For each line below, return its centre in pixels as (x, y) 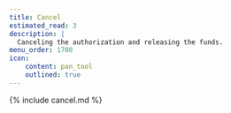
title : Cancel (35, 17)
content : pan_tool (59, 67)
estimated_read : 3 (43, 26)
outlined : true (53, 75)
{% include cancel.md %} (56, 100)
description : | (37, 34)
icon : (19, 58)
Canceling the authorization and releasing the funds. (120, 42)
